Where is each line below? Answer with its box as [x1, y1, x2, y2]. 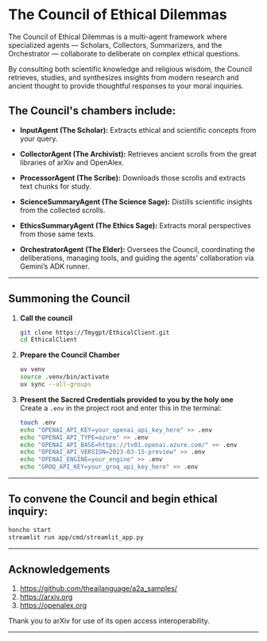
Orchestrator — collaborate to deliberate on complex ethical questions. [8, 49, 241, 58]
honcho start [8, 526, 52, 534]
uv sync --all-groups [19, 380, 91, 389]
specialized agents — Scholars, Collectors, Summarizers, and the [8, 40, 222, 49]
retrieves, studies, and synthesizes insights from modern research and [8, 72, 239, 82]
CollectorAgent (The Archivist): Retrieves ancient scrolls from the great [19, 149, 257, 158]
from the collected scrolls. [19, 205, 106, 215]
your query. [19, 134, 58, 143]
